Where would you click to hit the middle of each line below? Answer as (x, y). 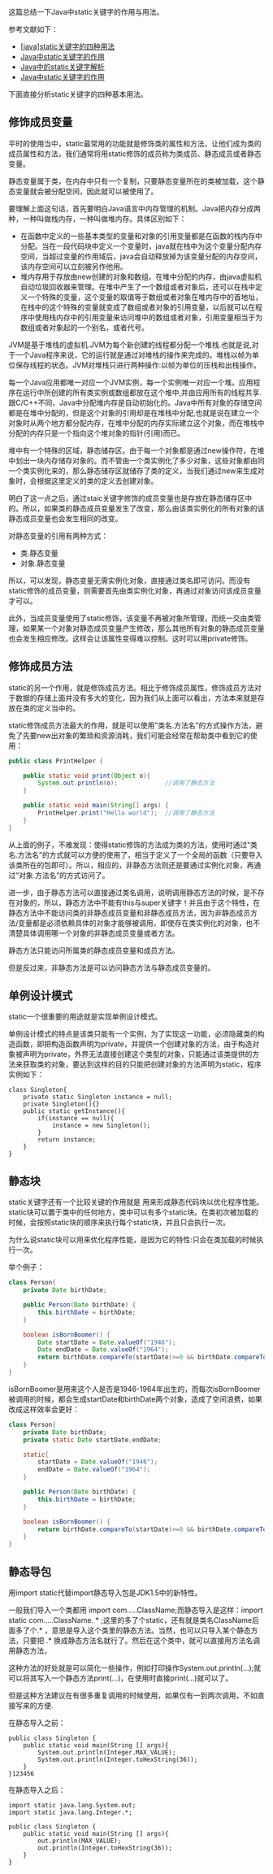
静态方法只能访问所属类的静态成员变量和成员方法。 (94, 950)
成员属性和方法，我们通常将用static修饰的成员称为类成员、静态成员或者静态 (135, 154)
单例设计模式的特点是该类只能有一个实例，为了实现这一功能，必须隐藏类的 (133, 1034)
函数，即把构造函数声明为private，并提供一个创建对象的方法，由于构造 (134, 1044)
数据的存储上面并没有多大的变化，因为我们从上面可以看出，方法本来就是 (136, 698)
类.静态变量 (39, 553)
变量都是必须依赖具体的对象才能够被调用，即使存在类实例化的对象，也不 (139, 923)
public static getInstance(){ (74, 1111)
